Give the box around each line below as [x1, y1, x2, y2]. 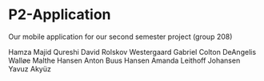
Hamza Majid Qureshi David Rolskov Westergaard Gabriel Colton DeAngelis [8, 47, 257, 56]
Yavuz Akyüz [8, 64, 52, 73]
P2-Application [8, 6, 111, 24]
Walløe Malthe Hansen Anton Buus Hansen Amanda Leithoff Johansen [8, 56, 241, 65]
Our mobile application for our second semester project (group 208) [8, 32, 233, 41]
